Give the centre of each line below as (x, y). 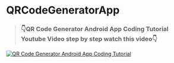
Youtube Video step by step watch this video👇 (89, 39)
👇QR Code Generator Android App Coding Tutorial (95, 29)
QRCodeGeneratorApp (63, 10)
